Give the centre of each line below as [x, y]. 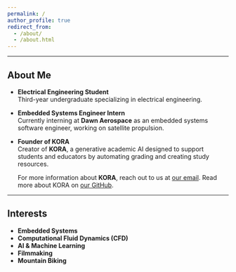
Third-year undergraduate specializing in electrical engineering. [110, 99]
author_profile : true [39, 20]
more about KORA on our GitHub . [65, 185]
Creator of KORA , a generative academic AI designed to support [111, 149]
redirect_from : [29, 27]
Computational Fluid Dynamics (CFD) [73, 238]
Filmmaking [35, 253]
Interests [27, 214]
